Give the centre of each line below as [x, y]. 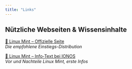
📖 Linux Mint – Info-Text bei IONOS [40, 56]
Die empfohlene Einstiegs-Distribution [44, 47]
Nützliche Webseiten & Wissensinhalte [66, 30]
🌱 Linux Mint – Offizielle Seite [35, 41]
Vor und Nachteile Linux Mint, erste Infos [47, 62]
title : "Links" [21, 10]
